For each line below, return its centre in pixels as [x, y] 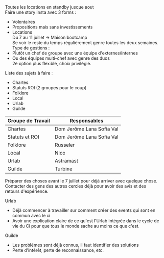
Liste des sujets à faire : [29, 73]
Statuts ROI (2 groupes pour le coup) [49, 88]
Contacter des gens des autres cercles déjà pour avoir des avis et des [76, 186]
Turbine [63, 169]
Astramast [66, 161]
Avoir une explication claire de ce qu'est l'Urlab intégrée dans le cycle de [86, 221]
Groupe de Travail [29, 121]
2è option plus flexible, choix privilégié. [52, 64]
